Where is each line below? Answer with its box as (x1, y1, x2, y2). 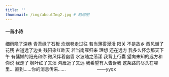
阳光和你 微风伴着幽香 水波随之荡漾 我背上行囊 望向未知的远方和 (28, 53, 163, 59)
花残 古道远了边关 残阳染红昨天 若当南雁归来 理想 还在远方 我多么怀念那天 (5, 47, 160, 53)
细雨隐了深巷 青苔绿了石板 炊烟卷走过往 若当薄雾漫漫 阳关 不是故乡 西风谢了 (5, 41, 164, 47)
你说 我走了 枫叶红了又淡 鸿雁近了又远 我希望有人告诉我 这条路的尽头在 (5, 59, 154, 66)
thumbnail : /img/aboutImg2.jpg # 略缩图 (5, 12, 90, 17)
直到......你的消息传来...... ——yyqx (15, 66, 116, 72)
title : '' (5, 7, 26, 13)
